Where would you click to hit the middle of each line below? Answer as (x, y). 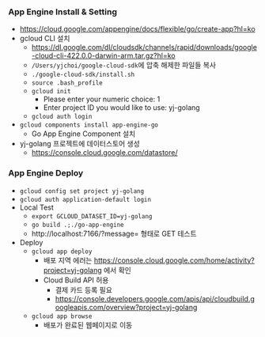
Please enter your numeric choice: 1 (102, 99)
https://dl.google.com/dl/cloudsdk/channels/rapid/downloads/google (144, 47)
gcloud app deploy (62, 252)
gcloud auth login (62, 117)
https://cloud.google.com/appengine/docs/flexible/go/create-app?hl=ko (137, 29)
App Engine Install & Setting (62, 12)
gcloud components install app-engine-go (89, 125)
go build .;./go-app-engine (78, 225)
